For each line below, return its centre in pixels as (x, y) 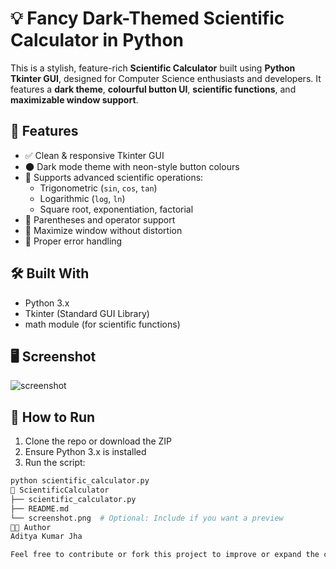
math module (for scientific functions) (102, 324)
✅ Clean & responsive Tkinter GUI (94, 155)
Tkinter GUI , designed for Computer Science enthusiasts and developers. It (166, 78)
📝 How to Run (53, 417)
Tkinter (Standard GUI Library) (87, 313)
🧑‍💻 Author (31, 527)
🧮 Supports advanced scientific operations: (114, 177)
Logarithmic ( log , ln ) (82, 198)
